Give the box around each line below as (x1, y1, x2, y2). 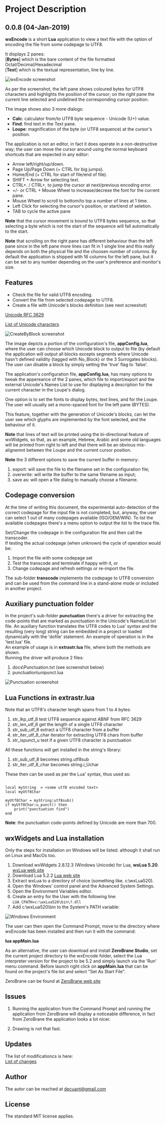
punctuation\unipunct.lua (12, 670, 63, 676)
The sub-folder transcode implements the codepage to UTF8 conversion (5, 575, 154, 581)
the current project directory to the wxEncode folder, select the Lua (5, 953, 142, 959)
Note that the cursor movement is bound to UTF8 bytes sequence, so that (5, 218, 156, 223)
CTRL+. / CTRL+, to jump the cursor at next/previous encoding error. (12, 182, 152, 188)
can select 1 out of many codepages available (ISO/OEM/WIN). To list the (5, 515, 153, 520)
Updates (5, 1040, 32, 1048)
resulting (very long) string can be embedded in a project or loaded (5, 629, 142, 635)
